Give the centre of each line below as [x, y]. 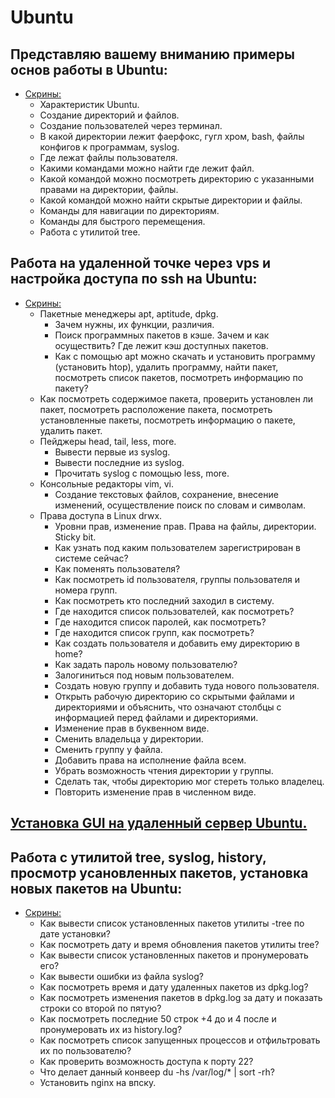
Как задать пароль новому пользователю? [146, 664]
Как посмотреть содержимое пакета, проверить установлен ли [176, 398]
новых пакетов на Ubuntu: [96, 888]
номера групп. [86, 590]
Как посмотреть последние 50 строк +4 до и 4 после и [158, 1019]
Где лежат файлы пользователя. [108, 157]
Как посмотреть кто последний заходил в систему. [164, 600]
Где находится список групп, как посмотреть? [154, 632]
